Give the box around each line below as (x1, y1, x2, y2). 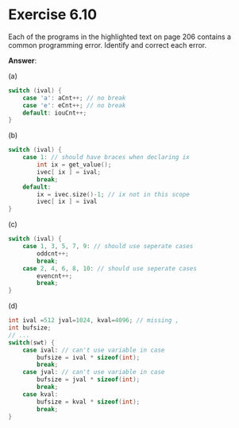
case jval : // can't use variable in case (22, 368, 165, 376)
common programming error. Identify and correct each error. (8, 40, 207, 49)
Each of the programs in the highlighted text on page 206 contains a (8, 32, 232, 41)
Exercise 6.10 (8, 6, 98, 24)
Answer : (8, 56, 37, 65)
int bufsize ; (8, 324, 52, 332)
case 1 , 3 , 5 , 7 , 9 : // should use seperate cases (22, 243, 194, 251)
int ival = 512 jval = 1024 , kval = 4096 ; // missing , (8, 317, 179, 325)
